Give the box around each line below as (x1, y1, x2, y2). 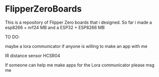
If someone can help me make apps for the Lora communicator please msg (5, 62, 155, 68)
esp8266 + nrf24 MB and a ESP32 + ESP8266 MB (5, 24, 105, 30)
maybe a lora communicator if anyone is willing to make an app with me (5, 43, 147, 49)
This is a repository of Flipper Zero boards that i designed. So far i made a (5, 19, 152, 25)
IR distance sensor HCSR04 (5, 52, 60, 59)
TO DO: (5, 34, 20, 40)
